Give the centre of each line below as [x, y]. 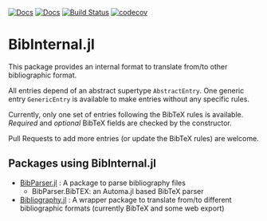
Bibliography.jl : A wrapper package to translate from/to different [126, 199]
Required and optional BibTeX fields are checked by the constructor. [120, 123]
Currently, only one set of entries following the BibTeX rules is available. [126, 114]
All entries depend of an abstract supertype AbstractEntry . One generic [126, 90]
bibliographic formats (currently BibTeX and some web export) [122, 208]
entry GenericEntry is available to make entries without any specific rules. [129, 99]
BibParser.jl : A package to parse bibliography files [102, 183]
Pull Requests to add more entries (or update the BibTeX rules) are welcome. [133, 138]
